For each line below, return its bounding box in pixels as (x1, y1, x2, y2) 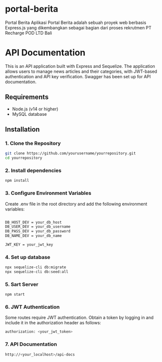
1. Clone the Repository (5, 140, 61, 147)
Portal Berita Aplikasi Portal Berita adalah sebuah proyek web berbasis (5, 20, 146, 25)
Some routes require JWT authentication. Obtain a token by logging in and (5, 315, 154, 320)
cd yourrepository (5, 155, 42, 161)
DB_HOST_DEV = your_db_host (5, 220, 62, 225)
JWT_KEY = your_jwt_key (5, 242, 54, 247)
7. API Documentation (5, 341, 57, 348)
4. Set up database (5, 254, 51, 260)
